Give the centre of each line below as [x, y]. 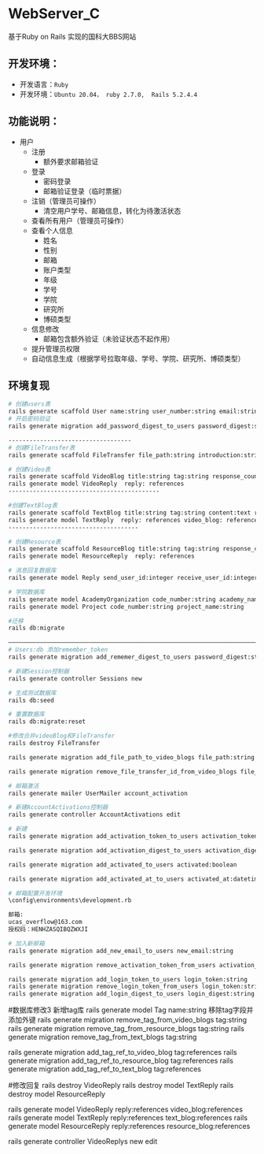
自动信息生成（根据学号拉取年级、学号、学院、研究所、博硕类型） [138, 358]
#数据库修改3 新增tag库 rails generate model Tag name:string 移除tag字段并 [131, 1010]
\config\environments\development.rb [70, 900]
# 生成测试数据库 [32, 693]
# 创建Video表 [29, 469]
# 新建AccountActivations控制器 [58, 807]
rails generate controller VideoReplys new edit [83, 1141]
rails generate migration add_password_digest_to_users [101, 426]
